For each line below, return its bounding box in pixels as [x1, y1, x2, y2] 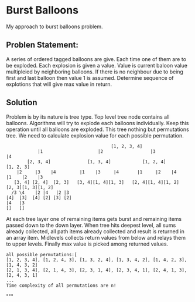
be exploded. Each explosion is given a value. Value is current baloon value [6, 62, 187, 69]
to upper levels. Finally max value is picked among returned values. [6, 240, 169, 247]
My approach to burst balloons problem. [6, 23, 104, 30]
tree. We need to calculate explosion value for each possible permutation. [6, 132, 184, 139]
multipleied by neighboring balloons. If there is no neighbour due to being [6, 68, 183, 75]
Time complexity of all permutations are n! [6, 283, 117, 288]
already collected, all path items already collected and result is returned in [6, 227, 184, 235]
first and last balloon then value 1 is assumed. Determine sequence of [6, 74, 174, 81]
